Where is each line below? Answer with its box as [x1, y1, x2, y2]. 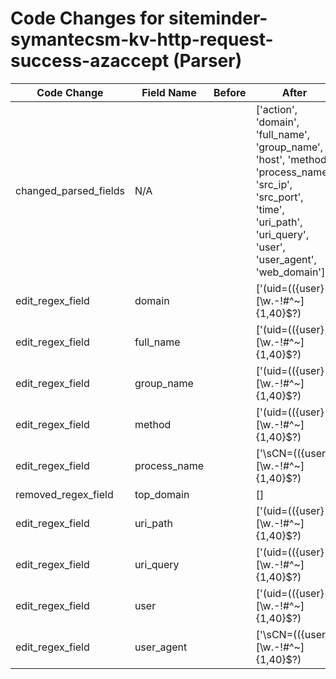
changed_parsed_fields [15, 183, 125, 197]
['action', [255, 102, 298, 116]
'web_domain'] [255, 265, 326, 279]
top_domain [134, 487, 190, 501]
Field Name [141, 85, 197, 99]
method [134, 417, 172, 431]
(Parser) [172, 50, 243, 72]
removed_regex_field [15, 487, 114, 501]
